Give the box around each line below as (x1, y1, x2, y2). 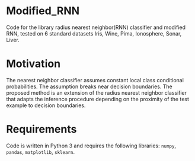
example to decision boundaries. (6, 102, 86, 109)
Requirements (6, 123, 77, 136)
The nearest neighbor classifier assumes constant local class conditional (6, 76, 184, 83)
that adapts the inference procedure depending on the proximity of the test (6, 95, 190, 102)
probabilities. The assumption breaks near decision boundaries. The (6, 83, 173, 90)
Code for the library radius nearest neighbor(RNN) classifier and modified (6, 24, 186, 31)
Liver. (6, 36, 20, 43)
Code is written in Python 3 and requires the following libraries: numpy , (6, 142, 177, 149)
